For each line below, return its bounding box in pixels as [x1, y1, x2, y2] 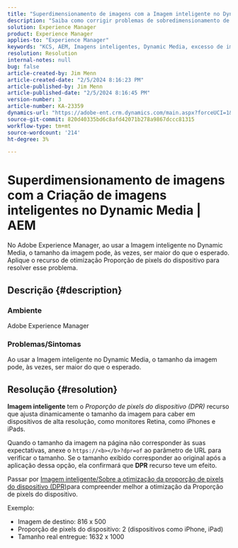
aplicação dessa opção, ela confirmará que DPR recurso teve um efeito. [7, 461, 217, 469]
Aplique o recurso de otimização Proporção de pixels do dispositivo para [7, 256, 220, 264]
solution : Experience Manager [7, 23, 97, 30]
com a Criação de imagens [7, 187, 167, 203]
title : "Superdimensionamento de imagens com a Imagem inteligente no [7, 10, 220, 18]
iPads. [7, 425, 26, 433]
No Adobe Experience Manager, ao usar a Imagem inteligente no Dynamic [7, 241, 223, 250]
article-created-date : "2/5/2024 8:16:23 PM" [7, 76, 144, 84]
